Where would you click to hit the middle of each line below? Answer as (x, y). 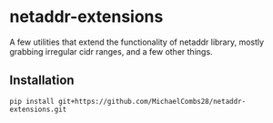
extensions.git (38, 109)
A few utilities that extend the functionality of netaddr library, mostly (137, 42)
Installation (42, 81)
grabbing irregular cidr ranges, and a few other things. (111, 51)
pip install (32, 101)
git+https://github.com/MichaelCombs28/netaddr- (152, 101)
